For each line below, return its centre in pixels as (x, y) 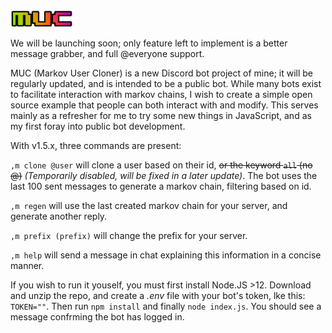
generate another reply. (59, 216)
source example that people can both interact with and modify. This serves (164, 105)
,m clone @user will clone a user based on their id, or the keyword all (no (161, 165)
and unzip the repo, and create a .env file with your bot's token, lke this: (158, 295)
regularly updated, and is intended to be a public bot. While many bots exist (166, 83)
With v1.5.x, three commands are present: (96, 145)
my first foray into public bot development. (98, 126)
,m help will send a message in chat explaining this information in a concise (166, 255)
